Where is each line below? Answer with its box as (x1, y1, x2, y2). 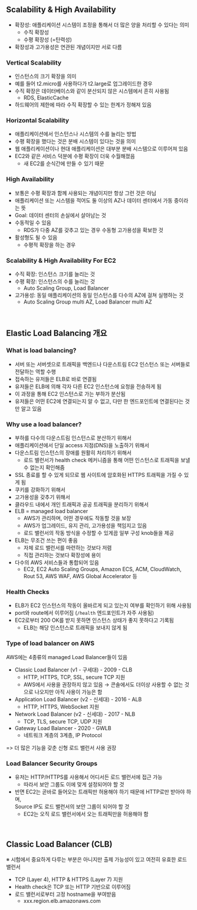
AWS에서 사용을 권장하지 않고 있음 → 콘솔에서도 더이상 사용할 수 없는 (23, 680, 183, 688)
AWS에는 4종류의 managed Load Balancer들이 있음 (6, 653, 128, 660)
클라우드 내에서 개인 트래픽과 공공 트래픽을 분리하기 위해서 (14, 501, 149, 508)
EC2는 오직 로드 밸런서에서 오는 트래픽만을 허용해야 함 (23, 810, 149, 817)
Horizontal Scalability (6, 117, 70, 125)
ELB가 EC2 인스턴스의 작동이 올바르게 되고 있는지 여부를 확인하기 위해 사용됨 (14, 602, 192, 609)
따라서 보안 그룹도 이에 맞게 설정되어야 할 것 (23, 780, 124, 788)
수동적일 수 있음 (14, 219, 51, 226)
